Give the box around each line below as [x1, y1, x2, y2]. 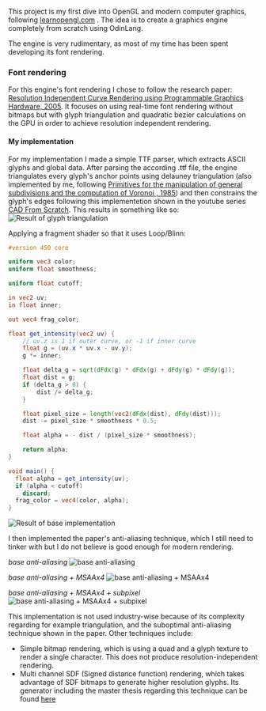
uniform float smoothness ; [8, 265, 97, 274]
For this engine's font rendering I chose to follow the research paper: [8, 85, 233, 94]
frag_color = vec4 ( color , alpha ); [15, 497, 129, 505]
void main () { [8, 467, 55, 475]
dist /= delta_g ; [36, 388, 93, 396]
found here [19, 694, 56, 704]
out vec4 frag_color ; [8, 316, 80, 323]
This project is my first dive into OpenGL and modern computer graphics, [8, 7, 247, 16]
